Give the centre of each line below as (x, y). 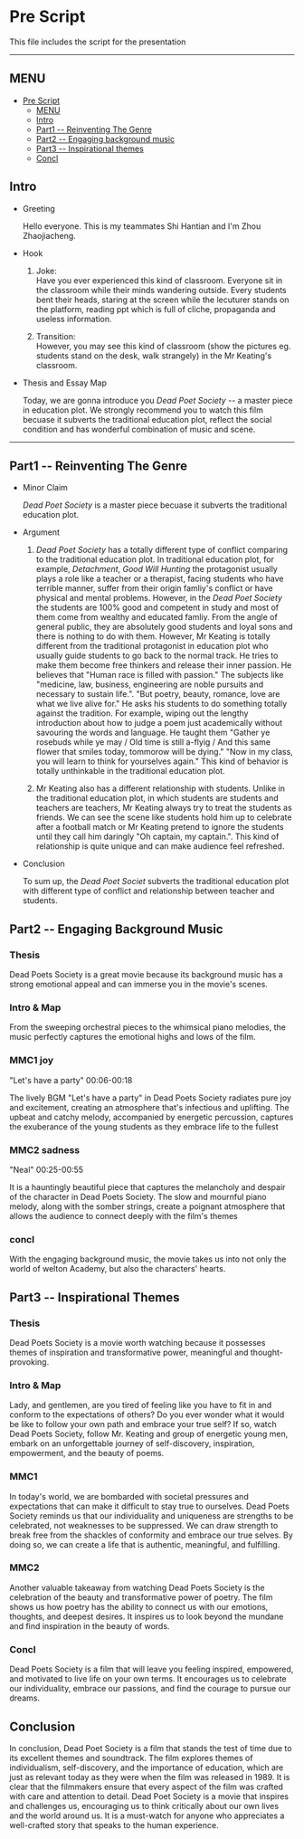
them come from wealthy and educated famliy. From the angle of (157, 617)
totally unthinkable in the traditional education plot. (130, 771)
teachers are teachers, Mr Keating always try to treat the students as (164, 808)
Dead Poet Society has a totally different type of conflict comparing (161, 550)
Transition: (56, 336)
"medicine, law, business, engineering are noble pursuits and (150, 684)
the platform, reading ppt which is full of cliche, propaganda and (156, 309)
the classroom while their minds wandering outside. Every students (161, 290)
